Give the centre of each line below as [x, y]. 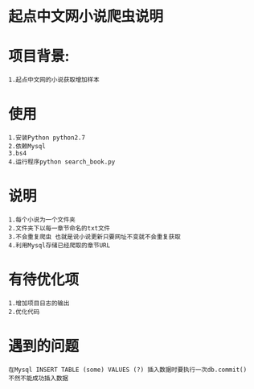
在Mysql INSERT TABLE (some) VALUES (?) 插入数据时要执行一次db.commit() [128, 370]
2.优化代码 [24, 312]
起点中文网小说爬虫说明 [86, 17]
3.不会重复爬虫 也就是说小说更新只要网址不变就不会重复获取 [94, 237]
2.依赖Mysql [27, 147]
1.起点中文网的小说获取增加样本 [54, 80]
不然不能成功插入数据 [38, 378]
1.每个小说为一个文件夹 [42, 220]
